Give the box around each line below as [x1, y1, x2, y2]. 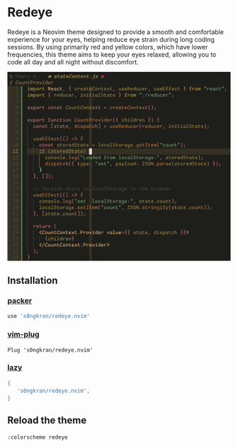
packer [7, 295, 33, 305]
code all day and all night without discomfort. [7, 57, 140, 66]
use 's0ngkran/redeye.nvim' [7, 313, 91, 320]
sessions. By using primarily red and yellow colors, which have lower [7, 42, 208, 51]
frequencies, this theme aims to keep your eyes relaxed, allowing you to [7, 50, 217, 59]
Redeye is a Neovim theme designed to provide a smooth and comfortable [7, 28, 225, 36]
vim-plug [7, 330, 40, 340]
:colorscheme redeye [7, 434, 69, 441]
